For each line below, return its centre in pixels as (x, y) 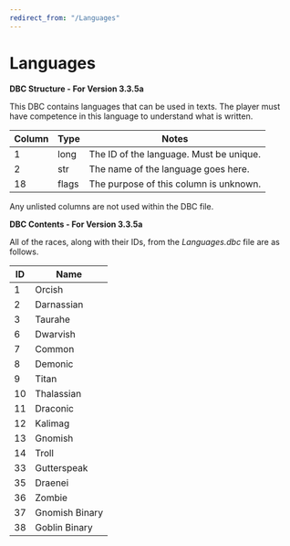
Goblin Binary (64, 527)
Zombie (52, 498)
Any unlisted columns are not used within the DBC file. (112, 206)
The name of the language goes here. (169, 168)
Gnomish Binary (69, 512)
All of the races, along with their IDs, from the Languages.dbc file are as (145, 241)
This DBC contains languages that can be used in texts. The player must (145, 106)
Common (55, 348)
